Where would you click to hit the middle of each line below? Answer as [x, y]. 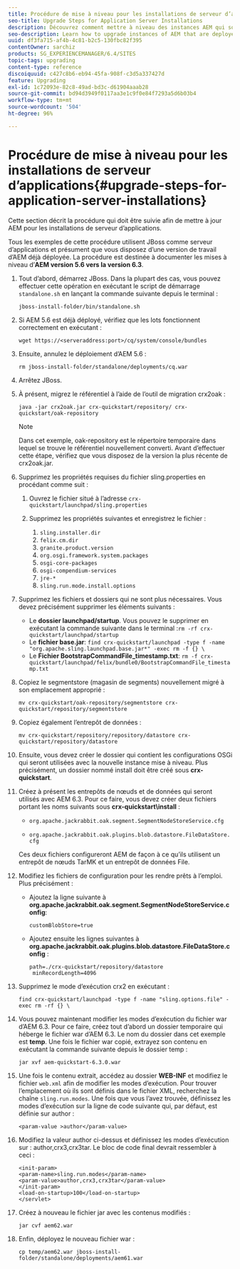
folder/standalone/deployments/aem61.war [80, 1258]
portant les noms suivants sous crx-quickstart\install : [99, 807]
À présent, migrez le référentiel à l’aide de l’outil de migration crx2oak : [122, 394]
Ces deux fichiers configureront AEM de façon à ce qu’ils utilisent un [119, 854]
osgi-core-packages [69, 563]
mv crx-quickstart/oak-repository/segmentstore [90, 703]
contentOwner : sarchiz [42, 47]
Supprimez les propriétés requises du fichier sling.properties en [112, 477]
